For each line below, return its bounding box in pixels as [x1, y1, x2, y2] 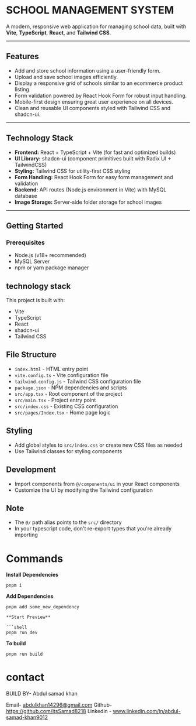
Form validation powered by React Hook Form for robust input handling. [14, 92, 187, 99]
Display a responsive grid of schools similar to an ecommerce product [14, 80, 183, 87]
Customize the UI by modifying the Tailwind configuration [14, 487, 153, 494]
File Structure [6, 350, 57, 360]
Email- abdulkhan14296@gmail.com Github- [6, 701, 113, 708]
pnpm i [6, 583, 22, 588]
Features [6, 52, 39, 61]
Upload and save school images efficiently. [14, 73, 118, 80]
